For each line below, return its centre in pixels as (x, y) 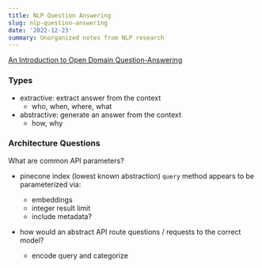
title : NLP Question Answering (60, 15)
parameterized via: (50, 184)
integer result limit (61, 208)
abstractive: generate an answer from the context (101, 115)
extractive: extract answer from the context (90, 98)
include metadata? (62, 216)
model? (32, 240)
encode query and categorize (80, 255)
